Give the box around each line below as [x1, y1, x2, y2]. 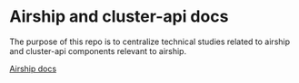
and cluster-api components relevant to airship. [9, 45, 187, 56]
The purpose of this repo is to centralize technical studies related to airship [9, 36, 291, 47]
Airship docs [9, 63, 57, 74]
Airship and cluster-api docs [9, 6, 229, 27]
